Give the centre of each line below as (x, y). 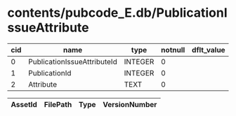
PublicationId (50, 73)
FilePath (58, 104)
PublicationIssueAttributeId (72, 61)
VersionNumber (130, 104)
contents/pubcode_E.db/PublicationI (117, 13)
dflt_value (209, 50)
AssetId (24, 104)
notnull (173, 50)
